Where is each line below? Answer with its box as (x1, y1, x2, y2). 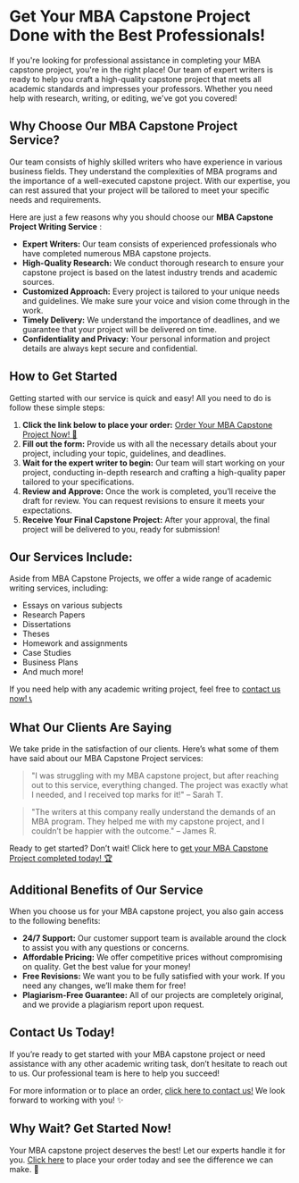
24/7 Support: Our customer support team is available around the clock (21, 933, 287, 944)
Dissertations (21, 619, 71, 630)
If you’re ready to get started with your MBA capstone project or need (9, 1048, 266, 1060)
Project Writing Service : (9, 221, 103, 231)
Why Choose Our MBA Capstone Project (9, 119, 238, 134)
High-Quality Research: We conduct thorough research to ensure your (21, 257, 284, 268)
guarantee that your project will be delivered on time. (21, 323, 217, 334)
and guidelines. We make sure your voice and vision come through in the (21, 295, 290, 306)
